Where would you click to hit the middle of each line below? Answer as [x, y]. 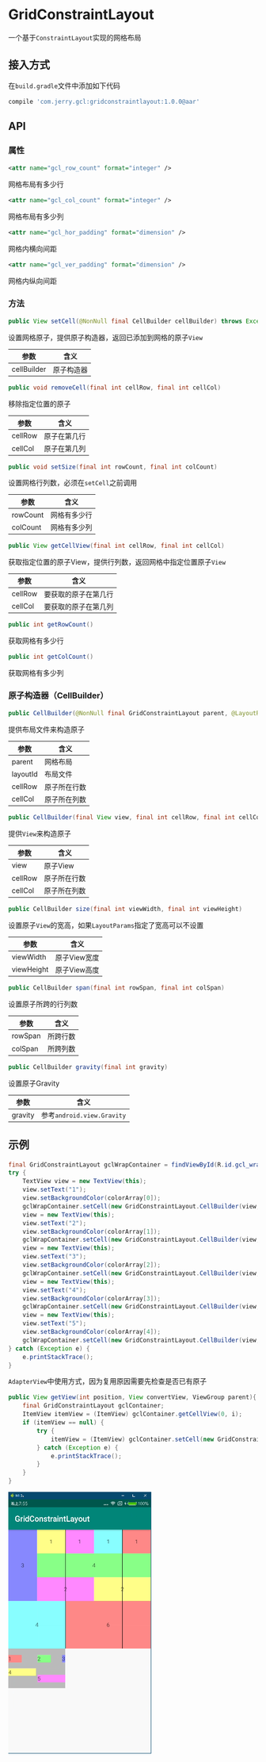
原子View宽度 [77, 957]
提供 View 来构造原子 [40, 833]
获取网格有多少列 [36, 673]
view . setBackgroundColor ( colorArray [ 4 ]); [91, 1332]
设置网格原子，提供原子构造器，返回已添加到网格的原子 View [106, 337]
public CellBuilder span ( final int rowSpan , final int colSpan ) [116, 988]
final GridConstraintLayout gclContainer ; [93, 1406]
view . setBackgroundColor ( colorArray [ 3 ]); [91, 1298]
